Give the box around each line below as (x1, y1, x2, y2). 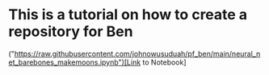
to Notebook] (142, 57, 187, 67)
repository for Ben (8, 22, 133, 41)
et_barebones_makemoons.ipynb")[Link (8, 57, 141, 67)
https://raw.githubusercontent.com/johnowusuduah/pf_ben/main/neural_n (14, 49, 261, 58)
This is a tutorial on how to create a (8, 6, 248, 24)
